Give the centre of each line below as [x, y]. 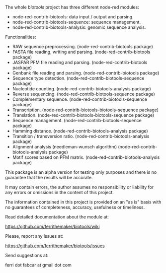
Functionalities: [21, 37]
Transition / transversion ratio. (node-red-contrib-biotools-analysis [81, 136]
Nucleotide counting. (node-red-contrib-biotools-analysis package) [82, 89]
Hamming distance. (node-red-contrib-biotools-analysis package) [80, 131]
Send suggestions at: [27, 255]
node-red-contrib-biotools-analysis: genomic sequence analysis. [79, 27]
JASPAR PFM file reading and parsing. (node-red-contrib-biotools [80, 62]
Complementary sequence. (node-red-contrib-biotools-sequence [80, 99]
